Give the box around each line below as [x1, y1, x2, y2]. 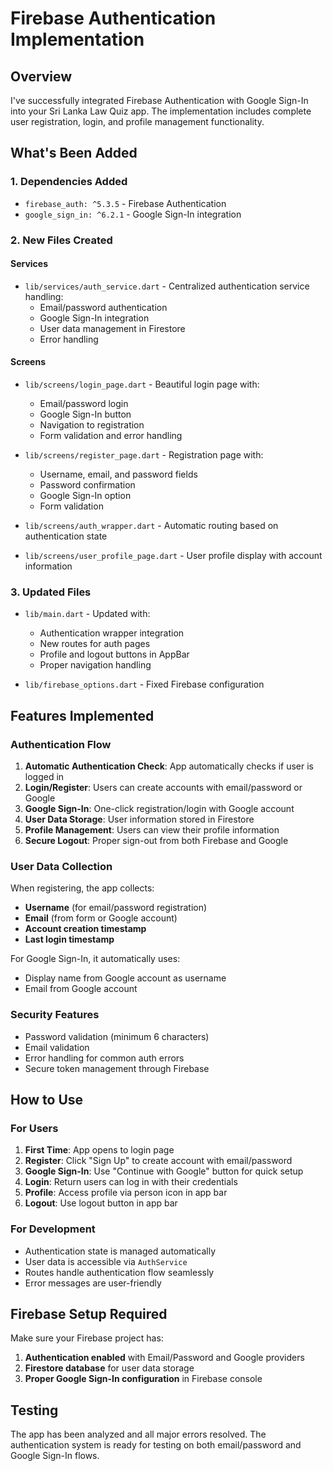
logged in [24, 771, 65, 782]
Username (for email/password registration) [24, 902, 208, 914]
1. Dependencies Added [10, 175, 128, 189]
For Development [10, 1222, 96, 1236]
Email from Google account [24, 983, 138, 995]
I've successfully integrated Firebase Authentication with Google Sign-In [10, 95, 309, 106]
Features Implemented [10, 707, 155, 724]
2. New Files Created [10, 233, 113, 247]
